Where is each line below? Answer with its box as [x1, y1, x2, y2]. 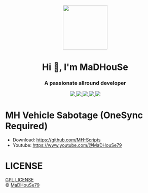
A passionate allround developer [44, 80, 126, 87]
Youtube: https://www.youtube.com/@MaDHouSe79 [12, 142, 122, 148]
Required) [5, 120, 48, 132]
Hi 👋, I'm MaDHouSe [42, 61, 128, 73]
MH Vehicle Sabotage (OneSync [5, 109, 143, 121]
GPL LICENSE [5, 177, 34, 183]
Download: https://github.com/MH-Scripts [12, 137, 101, 143]
